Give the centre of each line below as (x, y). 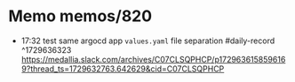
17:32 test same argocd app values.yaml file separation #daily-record (148, 41)
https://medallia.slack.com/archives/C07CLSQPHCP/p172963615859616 (153, 59)
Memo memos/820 (80, 16)
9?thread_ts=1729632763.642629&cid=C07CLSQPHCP (123, 69)
